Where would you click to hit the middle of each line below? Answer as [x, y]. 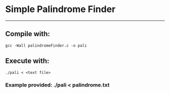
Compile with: [28, 34]
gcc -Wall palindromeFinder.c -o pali [46, 45]
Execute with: [27, 61]
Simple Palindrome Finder [60, 9]
